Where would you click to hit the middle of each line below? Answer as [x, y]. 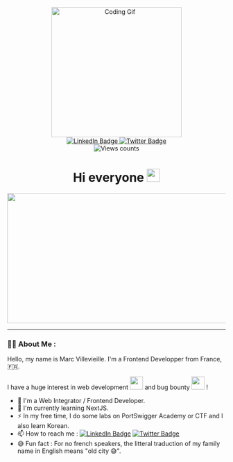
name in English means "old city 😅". [69, 451]
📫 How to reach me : [48, 434]
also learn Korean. [43, 426]
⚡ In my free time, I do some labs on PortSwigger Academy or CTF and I [120, 416]
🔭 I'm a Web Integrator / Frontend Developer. [81, 401]
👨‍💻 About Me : [32, 344]
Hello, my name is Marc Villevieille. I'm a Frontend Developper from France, [114, 359]
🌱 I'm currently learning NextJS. [63, 408]
